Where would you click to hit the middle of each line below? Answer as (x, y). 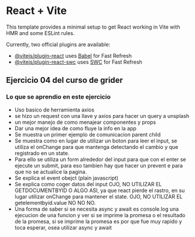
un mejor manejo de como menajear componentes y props (85, 122)
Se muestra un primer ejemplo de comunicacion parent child (88, 134)
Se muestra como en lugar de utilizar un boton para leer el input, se (96, 141)
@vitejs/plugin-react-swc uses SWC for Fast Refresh (78, 62)
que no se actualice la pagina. (51, 172)
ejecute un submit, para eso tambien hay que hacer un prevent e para (99, 165)
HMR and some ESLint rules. (40, 33)
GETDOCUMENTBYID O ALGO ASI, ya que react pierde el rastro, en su (100, 190)
